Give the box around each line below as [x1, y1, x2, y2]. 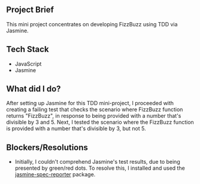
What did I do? [6, 84, 61, 94]
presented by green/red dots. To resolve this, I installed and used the [14, 164, 186, 172]
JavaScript [14, 60, 42, 68]
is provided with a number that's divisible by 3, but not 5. [6, 125, 146, 132]
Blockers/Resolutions [6, 142, 89, 152]
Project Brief [6, 5, 54, 15]
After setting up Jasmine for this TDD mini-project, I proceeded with [6, 100, 174, 107]
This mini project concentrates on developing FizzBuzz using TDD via [6, 20, 178, 27]
